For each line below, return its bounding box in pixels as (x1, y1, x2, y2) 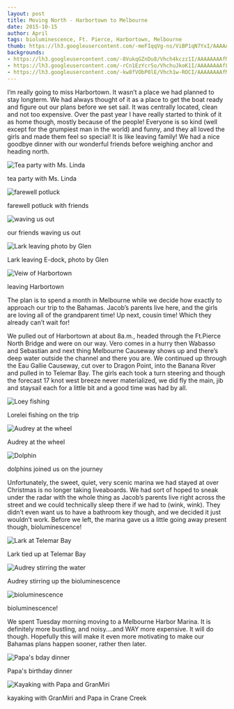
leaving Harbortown (7, 282, 64, 290)
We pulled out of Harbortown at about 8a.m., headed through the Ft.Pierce (7, 331, 221, 340)
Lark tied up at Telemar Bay (7, 549, 86, 558)
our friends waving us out (7, 228, 81, 237)
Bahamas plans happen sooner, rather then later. (7, 639, 147, 648)
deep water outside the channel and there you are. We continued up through (7, 354, 227, 362)
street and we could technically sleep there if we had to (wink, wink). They (7, 500, 221, 509)
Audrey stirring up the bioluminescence (7, 576, 120, 585)
